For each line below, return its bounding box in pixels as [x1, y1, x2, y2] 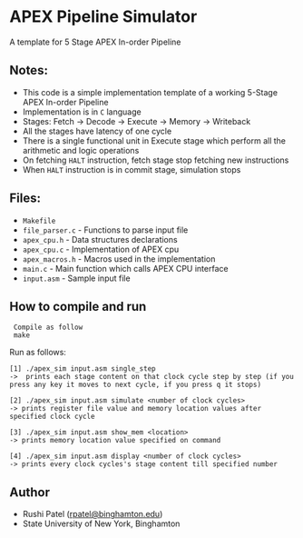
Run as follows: [9, 347, 66, 358]
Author [9, 484, 50, 500]
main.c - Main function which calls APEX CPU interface [22, 263, 229, 274]
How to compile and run [9, 298, 147, 314]
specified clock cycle [9, 412, 95, 422]
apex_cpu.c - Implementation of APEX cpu [22, 244, 180, 254]
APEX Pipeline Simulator [9, 6, 198, 27]
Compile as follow [13, 323, 83, 333]
